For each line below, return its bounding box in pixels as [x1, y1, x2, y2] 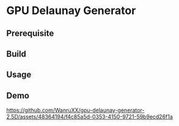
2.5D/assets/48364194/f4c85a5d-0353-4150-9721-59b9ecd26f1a [6, 113, 173, 120]
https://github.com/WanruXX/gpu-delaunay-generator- [6, 106, 145, 114]
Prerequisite [6, 28, 54, 39]
